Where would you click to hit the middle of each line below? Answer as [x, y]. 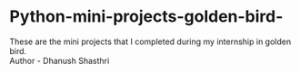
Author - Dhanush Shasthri [60, 60]
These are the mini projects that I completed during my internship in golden [150, 41]
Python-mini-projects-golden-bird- [146, 17]
